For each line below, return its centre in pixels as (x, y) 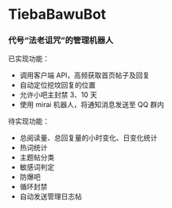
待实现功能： (29, 121)
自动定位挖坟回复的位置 (57, 85)
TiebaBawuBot (57, 14)
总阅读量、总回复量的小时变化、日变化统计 (88, 138)
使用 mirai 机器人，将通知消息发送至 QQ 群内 (92, 105)
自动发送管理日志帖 (51, 196)
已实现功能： (29, 59)
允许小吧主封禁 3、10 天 (58, 95)
